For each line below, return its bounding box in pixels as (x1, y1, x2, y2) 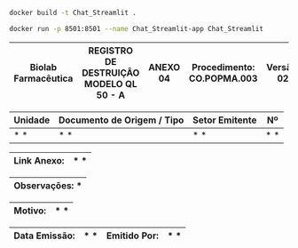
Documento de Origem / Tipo (59, 114, 184, 126)
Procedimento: (192, 60, 255, 73)
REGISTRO (88, 44, 134, 57)
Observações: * (13, 179, 82, 191)
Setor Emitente (192, 114, 257, 126)
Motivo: (13, 204, 47, 217)
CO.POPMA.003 (189, 72, 258, 84)
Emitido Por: (106, 229, 160, 242)
